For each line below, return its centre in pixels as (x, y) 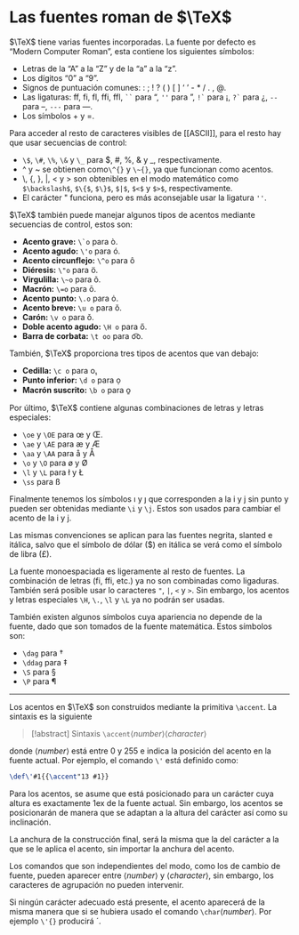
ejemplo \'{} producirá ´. (55, 921)
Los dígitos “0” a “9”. (61, 77)
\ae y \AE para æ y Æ (61, 444)
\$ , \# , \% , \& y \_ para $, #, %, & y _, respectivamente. (122, 159)
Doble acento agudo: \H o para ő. (85, 326)
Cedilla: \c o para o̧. (60, 370)
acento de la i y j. (40, 518)
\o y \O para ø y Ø (55, 463)
